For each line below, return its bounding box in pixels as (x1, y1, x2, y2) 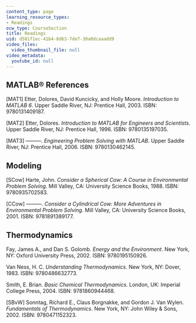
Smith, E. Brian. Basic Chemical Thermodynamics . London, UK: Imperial (6, 281, 181, 288)
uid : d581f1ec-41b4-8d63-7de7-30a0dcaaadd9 (6, 36, 115, 42)
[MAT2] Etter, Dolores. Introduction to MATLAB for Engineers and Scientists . (6, 119, 191, 127)
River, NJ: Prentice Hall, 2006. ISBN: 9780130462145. (6, 143, 136, 151)
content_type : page (6, 8, 54, 15)
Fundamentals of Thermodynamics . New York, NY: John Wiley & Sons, (6, 305, 178, 312)
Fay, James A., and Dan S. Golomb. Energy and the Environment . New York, (6, 246, 190, 253)
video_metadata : (6, 53, 46, 58)
